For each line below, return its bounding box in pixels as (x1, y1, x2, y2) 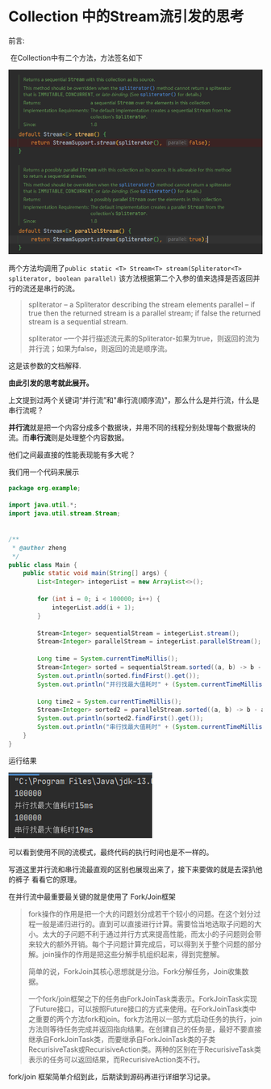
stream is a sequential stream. (27, 316, 129, 326)
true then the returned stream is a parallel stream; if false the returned (27, 308, 261, 318)
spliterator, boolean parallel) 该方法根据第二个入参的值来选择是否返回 (8, 273, 253, 283)
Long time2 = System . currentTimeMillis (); (37, 697, 182, 706)
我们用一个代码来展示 (8, 467, 79, 477)
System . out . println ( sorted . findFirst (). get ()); (37, 672, 200, 680)
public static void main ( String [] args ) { (23, 570, 168, 578)
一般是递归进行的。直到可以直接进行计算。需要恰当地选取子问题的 (35, 919, 255, 929)
